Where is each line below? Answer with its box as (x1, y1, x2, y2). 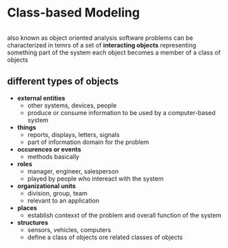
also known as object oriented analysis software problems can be (7, 33, 194, 42)
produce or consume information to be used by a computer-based (27, 108, 216, 116)
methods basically (27, 152, 80, 161)
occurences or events (17, 145, 81, 153)
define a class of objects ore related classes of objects (27, 233, 183, 241)
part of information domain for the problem (27, 138, 149, 146)
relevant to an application (27, 196, 100, 205)
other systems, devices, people (27, 101, 117, 110)
